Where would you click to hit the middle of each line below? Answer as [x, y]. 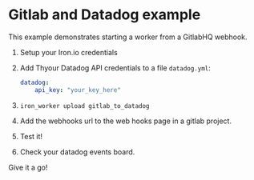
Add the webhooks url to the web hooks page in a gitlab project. [126, 121]
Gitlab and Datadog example [105, 15]
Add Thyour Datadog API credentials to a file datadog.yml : [115, 68]
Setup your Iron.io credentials [69, 52]
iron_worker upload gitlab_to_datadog [85, 106]
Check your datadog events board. [77, 152]
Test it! [31, 136]
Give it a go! [28, 167]
